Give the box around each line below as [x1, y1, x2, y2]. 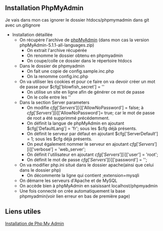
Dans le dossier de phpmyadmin [19, 63, 85, 69]
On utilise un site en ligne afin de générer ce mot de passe [26, 89, 145, 95]
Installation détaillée [12, 31, 53, 37]
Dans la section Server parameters [19, 99, 90, 105]
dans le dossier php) [19, 167, 61, 173]
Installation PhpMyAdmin [5, 4, 84, 12]
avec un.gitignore [5, 22, 41, 28]
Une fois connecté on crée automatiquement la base [19, 188, 126, 194]
